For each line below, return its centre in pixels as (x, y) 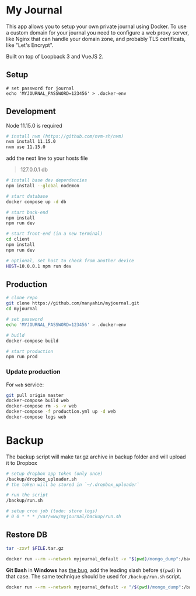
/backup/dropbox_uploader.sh (41, 479)
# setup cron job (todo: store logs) (52, 511)
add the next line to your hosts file (47, 158)
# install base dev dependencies (47, 180)
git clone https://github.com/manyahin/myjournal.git (73, 303)
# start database (27, 196)
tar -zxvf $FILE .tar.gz (35, 548)
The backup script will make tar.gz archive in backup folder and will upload (96, 457)
